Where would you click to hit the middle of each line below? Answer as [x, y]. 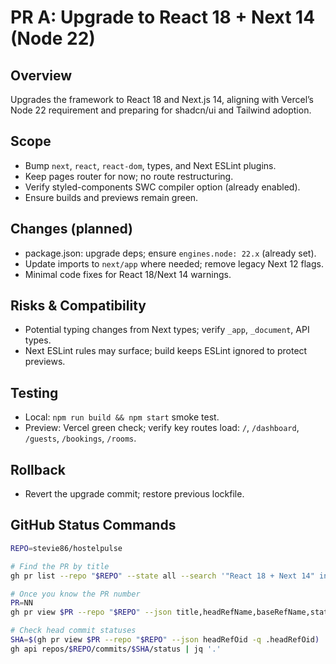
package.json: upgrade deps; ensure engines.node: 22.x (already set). [170, 253]
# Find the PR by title [60, 566]
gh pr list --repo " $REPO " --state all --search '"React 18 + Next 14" [162, 576]
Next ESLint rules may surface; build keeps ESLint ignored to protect [166, 351]
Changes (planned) [71, 229]
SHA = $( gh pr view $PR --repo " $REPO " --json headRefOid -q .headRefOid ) [165, 640]
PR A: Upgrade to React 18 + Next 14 [163, 17]
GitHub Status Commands [93, 525]
